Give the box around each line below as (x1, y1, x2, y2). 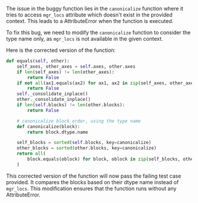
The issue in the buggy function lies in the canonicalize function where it (6, 5, 184, 12)
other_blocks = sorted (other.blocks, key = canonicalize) (16, 145, 157, 151)
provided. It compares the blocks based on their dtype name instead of (6, 178, 179, 185)
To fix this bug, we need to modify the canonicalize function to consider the (6, 29, 191, 36)
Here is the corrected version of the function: (6, 47, 116, 54)
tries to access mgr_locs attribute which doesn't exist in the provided (6, 11, 173, 18)
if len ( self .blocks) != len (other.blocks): (16, 102, 126, 108)
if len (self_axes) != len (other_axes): (16, 69, 115, 75)
